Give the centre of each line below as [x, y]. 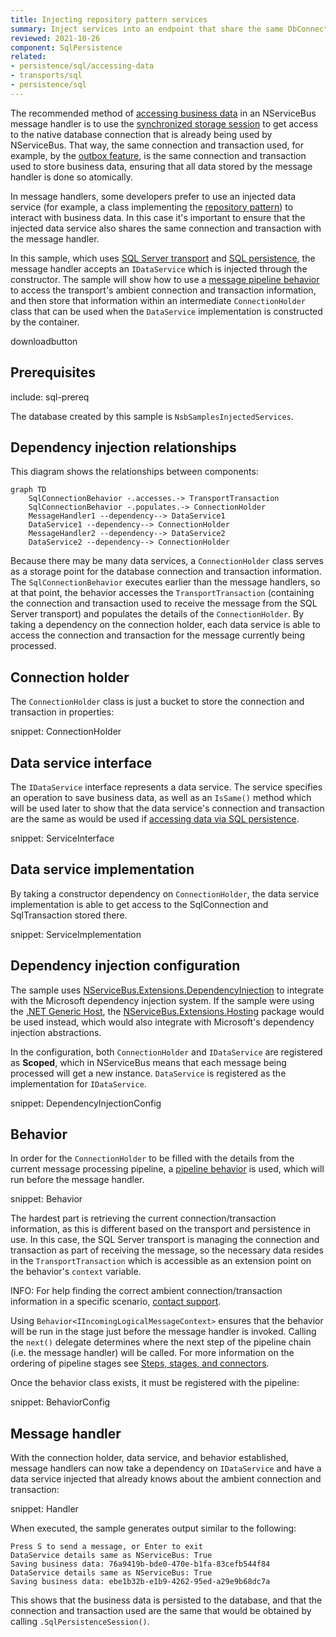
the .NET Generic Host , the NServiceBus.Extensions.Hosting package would [167, 1011]
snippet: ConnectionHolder [66, 732]
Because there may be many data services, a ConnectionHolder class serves [167, 561]
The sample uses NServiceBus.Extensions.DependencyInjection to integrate [167, 990]
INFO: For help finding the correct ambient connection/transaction [146, 1291]
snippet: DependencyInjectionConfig [86, 1103]
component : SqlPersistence [66, 47]
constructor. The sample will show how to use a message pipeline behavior [165, 279]
